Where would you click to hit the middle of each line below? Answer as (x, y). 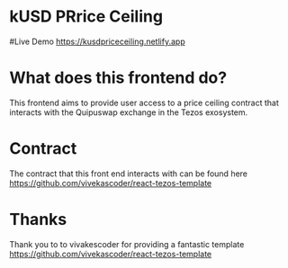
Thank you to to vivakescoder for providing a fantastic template (127, 244)
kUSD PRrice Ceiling (86, 17)
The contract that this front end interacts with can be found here (129, 174)
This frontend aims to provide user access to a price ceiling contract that (144, 103)
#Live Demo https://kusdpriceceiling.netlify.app (98, 41)
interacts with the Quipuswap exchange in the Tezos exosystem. (129, 112)
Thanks (38, 219)
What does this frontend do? (118, 78)
